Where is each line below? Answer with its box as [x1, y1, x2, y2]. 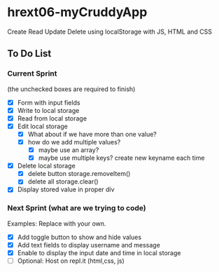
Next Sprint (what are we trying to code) [7, 203, 147, 213]
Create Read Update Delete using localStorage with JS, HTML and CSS [7, 27, 212, 36]
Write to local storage [17, 106, 80, 114]
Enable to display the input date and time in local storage [17, 248, 181, 257]
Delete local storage [17, 162, 76, 170]
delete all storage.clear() [27, 177, 99, 186]
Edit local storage [17, 122, 68, 130]
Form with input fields [17, 98, 80, 107]
